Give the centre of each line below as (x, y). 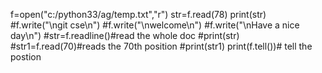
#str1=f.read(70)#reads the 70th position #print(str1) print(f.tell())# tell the (161, 46)
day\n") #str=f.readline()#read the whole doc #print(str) (125, 35)
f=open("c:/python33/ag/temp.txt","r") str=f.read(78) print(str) (138, 14)
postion (26, 57)
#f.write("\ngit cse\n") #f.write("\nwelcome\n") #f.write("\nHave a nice (155, 25)
